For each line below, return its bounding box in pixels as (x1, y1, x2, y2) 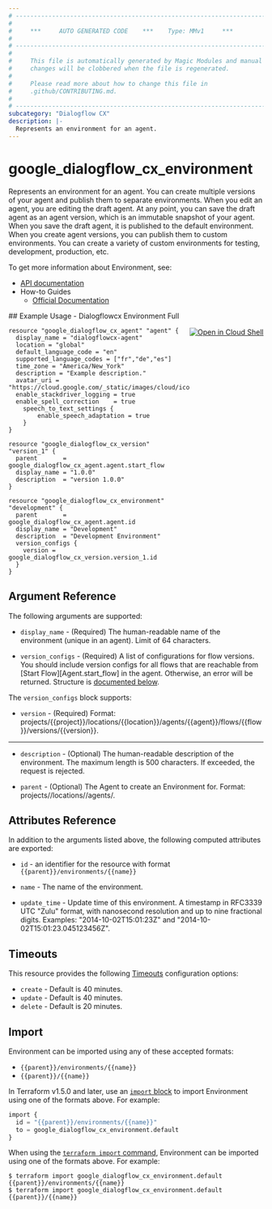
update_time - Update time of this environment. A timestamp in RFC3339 (19, 898, 263, 908)
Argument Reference (8, 590, 117, 603)
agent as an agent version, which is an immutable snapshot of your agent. (8, 212, 255, 222)
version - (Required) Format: (19, 708, 116, 717)
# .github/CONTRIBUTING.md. (8, 87, 117, 96)
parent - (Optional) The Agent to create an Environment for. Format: (19, 781, 246, 791)
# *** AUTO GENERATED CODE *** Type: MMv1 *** (8, 27, 233, 35)
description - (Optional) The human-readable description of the (19, 748, 235, 758)
